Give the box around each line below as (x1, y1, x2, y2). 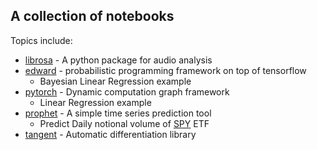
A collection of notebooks (10, 8, 175, 25)
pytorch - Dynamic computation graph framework (24, 85, 230, 98)
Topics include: (10, 34, 73, 46)
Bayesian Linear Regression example (39, 75, 192, 87)
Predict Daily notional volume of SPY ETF (39, 117, 210, 129)
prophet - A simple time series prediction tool (24, 107, 212, 119)
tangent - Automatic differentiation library (24, 128, 197, 140)
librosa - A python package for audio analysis (24, 54, 213, 66)
